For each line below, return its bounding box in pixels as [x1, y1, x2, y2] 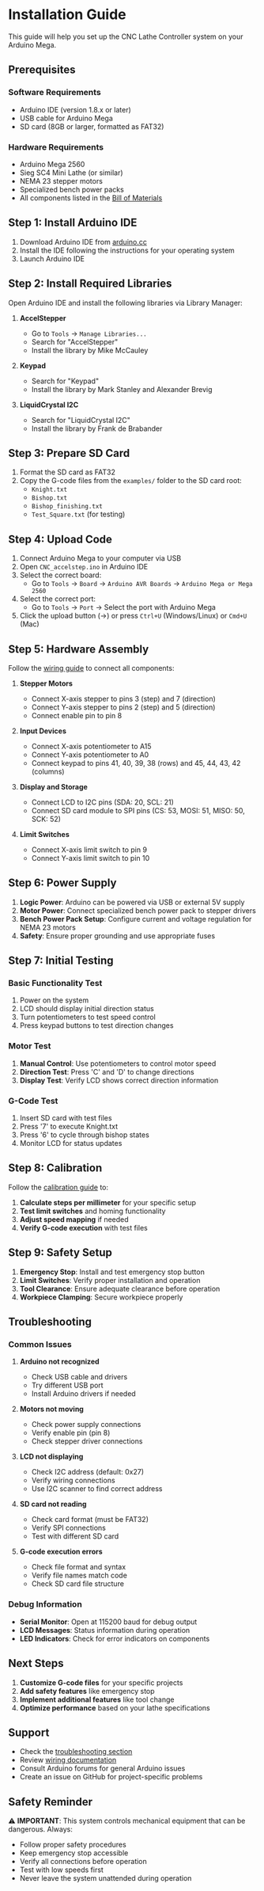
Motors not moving [19, 1404, 85, 1414]
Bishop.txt [31, 494, 68, 502]
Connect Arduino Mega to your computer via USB [19, 554, 182, 563]
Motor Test [8, 1041, 51, 1052]
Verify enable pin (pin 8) [31, 1428, 111, 1438]
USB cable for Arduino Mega [19, 113, 113, 123]
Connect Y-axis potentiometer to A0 [31, 750, 149, 759]
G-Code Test [8, 1095, 58, 1106]
